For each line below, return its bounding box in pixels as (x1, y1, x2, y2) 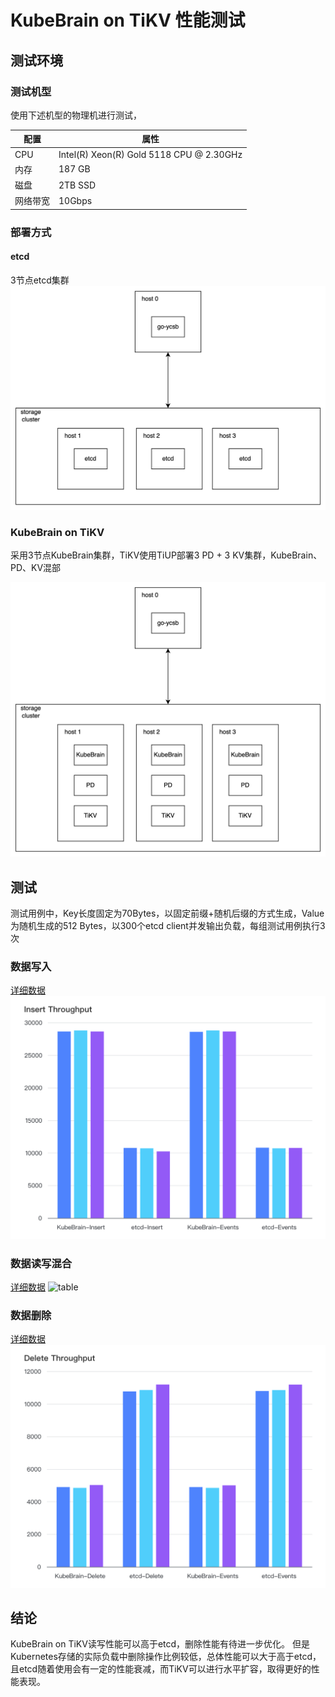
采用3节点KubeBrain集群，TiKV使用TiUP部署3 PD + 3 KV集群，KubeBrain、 (10, 549, 323, 561)
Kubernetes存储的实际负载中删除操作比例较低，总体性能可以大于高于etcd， (10, 1651, 322, 1663)
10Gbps (58, 194, 93, 206)
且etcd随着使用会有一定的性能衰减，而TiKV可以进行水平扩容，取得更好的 (10, 1663, 312, 1675)
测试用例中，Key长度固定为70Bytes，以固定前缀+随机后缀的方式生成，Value (10, 907, 325, 919)
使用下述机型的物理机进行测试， (10, 109, 142, 121)
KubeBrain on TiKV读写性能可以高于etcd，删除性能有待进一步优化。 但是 (10, 1638, 311, 1650)
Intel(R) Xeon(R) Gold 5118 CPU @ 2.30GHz (58, 148, 243, 160)
